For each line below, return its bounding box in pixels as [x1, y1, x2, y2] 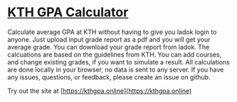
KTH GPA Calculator [7, 4, 129, 21]
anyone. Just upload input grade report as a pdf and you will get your [7, 35, 211, 43]
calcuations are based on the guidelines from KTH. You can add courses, [7, 50, 222, 59]
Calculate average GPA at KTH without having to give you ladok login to [7, 28, 217, 36]
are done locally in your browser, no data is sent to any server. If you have [7, 65, 224, 74]
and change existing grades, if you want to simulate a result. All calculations [7, 57, 230, 66]
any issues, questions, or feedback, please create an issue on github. [7, 72, 211, 81]
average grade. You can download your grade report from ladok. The [7, 42, 210, 51]
